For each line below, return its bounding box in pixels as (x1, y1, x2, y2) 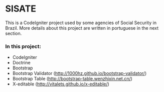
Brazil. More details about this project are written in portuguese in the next (5, 25, 159, 31)
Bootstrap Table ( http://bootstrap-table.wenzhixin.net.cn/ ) (12, 76, 133, 82)
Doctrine (12, 60, 31, 66)
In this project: (5, 43, 42, 50)
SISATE (5, 3, 37, 15)
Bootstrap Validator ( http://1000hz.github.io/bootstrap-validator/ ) (12, 70, 147, 76)
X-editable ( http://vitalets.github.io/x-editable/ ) (12, 81, 109, 87)
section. (5, 30, 22, 36)
